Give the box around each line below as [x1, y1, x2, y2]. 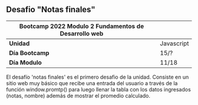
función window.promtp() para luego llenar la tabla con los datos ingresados [6, 86, 192, 93]
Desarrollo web [60, 29, 104, 38]
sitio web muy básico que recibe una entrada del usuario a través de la [6, 79, 178, 87]
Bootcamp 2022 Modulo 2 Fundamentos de [19, 22, 144, 30]
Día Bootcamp [9, 49, 49, 57]
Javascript [160, 39, 189, 48]
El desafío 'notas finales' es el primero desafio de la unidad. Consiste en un [6, 73, 189, 80]
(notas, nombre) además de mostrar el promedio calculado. [6, 92, 151, 99]
